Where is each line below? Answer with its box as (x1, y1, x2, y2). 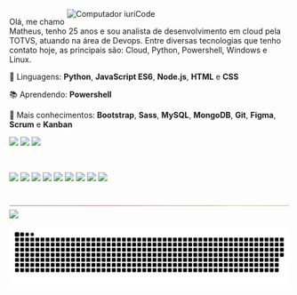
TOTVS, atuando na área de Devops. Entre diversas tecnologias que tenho (9, 36, 282, 45)
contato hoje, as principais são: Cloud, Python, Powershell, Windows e (9, 44, 268, 55)
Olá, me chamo (9, 17, 65, 27)
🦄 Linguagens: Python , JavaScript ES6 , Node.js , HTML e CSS (9, 71, 239, 82)
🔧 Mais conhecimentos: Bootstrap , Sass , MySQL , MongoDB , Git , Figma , (9, 110, 277, 120)
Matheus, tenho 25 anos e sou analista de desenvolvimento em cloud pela (9, 26, 282, 36)
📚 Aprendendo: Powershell (9, 89, 112, 100)
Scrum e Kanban (9, 119, 73, 130)
